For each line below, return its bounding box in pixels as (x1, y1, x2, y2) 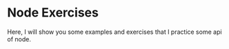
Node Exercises (7, 5, 99, 21)
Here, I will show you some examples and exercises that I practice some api (7, 28, 222, 36)
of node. (7, 35, 31, 43)
